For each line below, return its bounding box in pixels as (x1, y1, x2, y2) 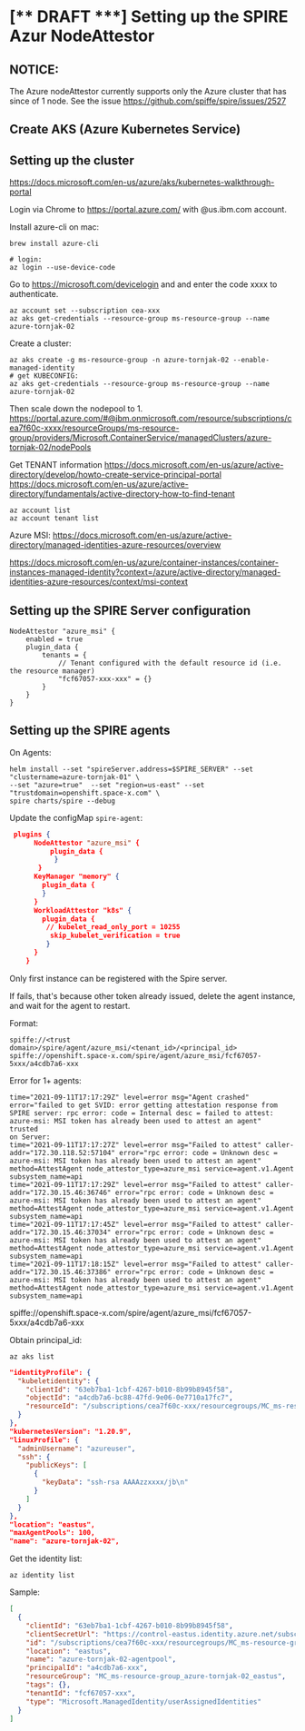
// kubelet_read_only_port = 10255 (45, 923, 181, 932)
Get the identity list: (9, 1553, 83, 1564)
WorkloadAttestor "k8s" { (33, 905, 132, 915)
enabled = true (25, 635, 84, 644)
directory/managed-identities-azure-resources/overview (9, 539, 221, 550)
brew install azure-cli (9, 239, 100, 249)
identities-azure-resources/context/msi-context (9, 577, 189, 588)
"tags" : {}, (25, 1680, 71, 1690)
